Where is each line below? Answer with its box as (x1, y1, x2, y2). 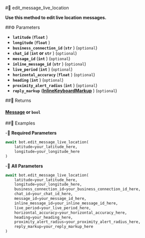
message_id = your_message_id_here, (14, 196, 87, 201)
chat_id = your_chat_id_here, (14, 192, 73, 197)
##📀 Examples (5, 120, 35, 126)
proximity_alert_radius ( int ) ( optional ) (12, 82, 98, 88)
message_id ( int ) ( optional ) (12, 55, 70, 62)
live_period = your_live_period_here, (14, 205, 92, 210)
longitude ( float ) (12, 39, 50, 45)
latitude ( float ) (12, 34, 48, 40)
